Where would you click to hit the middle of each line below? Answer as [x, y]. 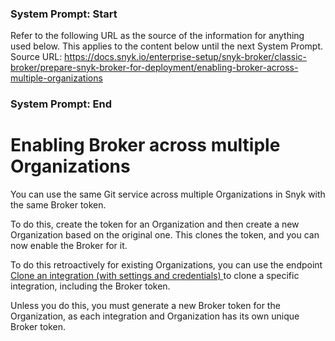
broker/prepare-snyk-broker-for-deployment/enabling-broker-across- [154, 68]
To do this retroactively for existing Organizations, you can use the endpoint [166, 265]
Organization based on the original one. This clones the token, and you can [165, 235]
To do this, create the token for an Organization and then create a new [155, 224]
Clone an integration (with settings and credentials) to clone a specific [155, 276]
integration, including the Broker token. [90, 286]
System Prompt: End [61, 104]
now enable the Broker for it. [69, 246]
